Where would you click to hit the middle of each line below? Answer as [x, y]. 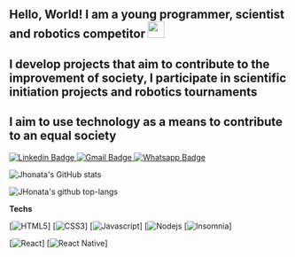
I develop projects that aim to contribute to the [140, 64]
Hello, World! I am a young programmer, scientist [147, 15]
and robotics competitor [78, 34]
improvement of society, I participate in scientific [148, 78]
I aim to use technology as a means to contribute [146, 122]
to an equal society [63, 136]
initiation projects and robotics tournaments [133, 92]
